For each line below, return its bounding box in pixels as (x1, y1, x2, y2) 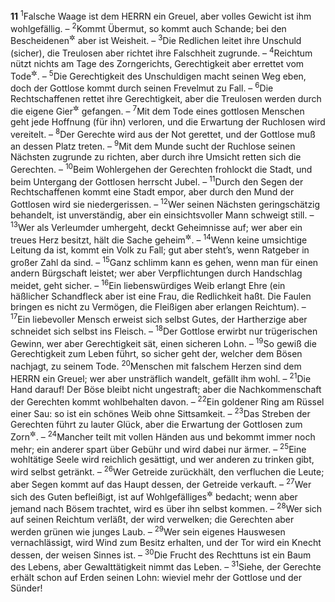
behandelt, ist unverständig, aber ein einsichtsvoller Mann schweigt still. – (10, 209, 315, 221)
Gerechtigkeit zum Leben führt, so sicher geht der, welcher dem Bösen (10, 348, 303, 360)
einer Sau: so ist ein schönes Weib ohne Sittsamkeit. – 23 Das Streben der (10, 406, 311, 420)
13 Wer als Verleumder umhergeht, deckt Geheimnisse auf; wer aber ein (10, 219, 303, 233)
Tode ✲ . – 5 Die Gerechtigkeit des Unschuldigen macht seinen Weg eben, (10, 68, 307, 82)
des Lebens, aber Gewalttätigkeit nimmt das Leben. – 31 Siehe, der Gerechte (10, 559, 322, 573)
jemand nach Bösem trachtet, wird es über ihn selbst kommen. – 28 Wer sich (10, 501, 323, 515)
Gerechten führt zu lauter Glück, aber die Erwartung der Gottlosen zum (10, 419, 303, 431)
